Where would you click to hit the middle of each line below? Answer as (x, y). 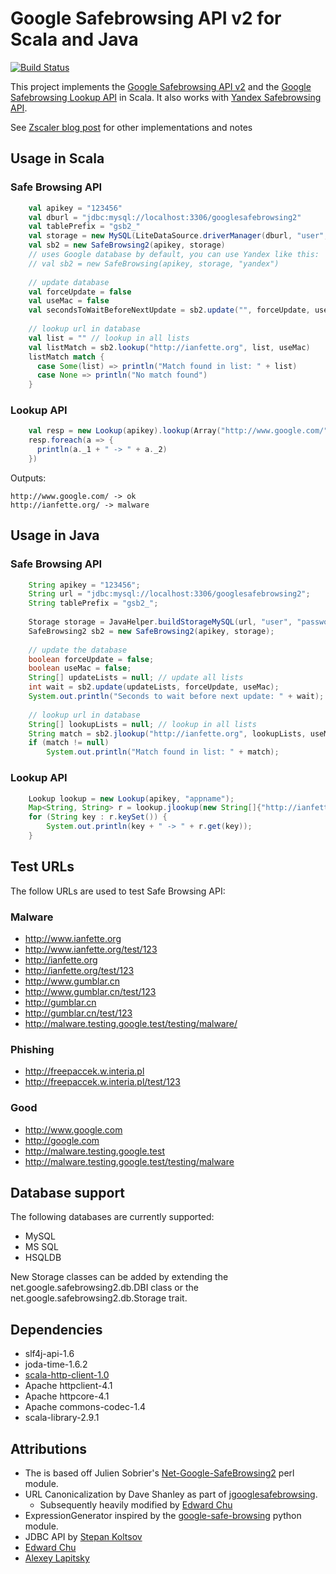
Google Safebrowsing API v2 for (146, 18)
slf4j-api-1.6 (49, 1354)
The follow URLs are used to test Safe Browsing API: (118, 891)
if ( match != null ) (69, 743)
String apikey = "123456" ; (84, 585)
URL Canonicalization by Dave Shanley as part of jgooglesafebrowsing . (171, 1494)
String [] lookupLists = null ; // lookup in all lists (142, 724)
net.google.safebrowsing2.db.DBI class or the (104, 1288)
